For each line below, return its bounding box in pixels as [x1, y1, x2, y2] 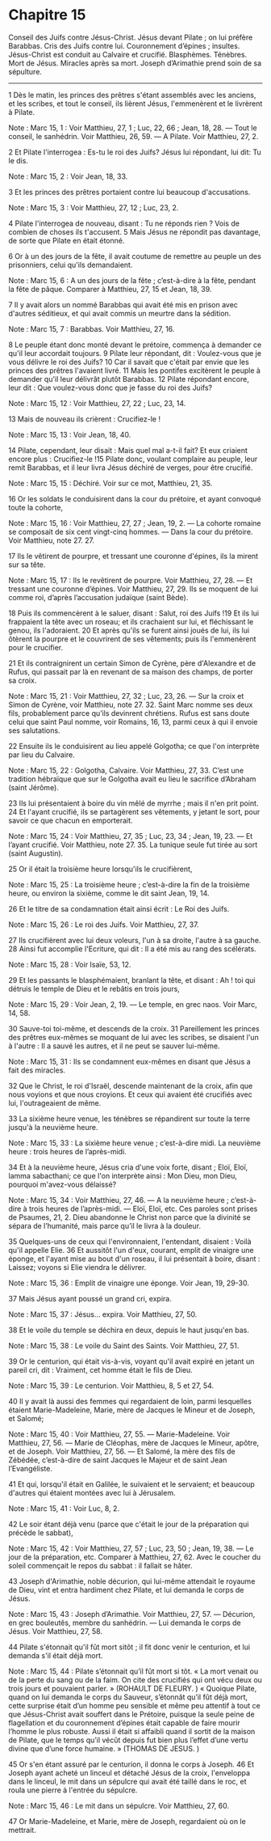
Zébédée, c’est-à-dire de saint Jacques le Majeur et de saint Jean [8, 1454, 227, 1465]
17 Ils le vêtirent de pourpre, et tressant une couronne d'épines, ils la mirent [8, 551, 259, 561]
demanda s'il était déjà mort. [8, 1650, 103, 1660]
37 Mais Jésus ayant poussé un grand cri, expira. [8, 1293, 172, 1303]
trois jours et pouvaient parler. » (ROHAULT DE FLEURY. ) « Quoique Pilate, [8, 1683, 257, 1693]
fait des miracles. [8, 1065, 66, 1075]
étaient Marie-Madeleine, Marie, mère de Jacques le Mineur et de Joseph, [8, 1405, 256, 1415]
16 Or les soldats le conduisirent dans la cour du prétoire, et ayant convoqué [8, 493, 261, 503]
